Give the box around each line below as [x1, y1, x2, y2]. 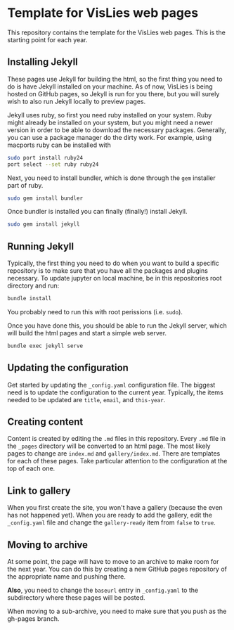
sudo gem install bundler [7, 195, 83, 202]
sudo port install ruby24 [7, 154, 83, 161]
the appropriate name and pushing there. [7, 572, 126, 581]
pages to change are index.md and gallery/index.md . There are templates [7, 449, 221, 458]
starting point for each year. [7, 35, 88, 44]
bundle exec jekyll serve [7, 342, 83, 349]
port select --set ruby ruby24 [7, 160, 99, 168]
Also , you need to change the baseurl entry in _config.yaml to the [7, 586, 199, 595]
